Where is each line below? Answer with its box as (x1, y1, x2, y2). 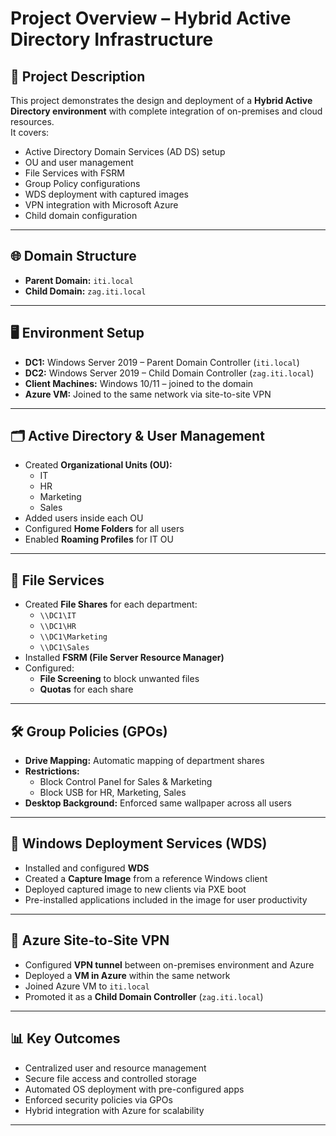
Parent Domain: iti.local (24, 274, 134, 286)
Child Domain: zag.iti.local (24, 285, 147, 297)
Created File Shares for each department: (24, 598, 198, 611)
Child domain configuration (24, 210, 138, 221)
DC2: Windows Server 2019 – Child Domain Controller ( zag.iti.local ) (24, 367, 315, 379)
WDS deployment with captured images (24, 188, 189, 200)
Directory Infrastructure (10, 28, 214, 51)
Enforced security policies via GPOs (24, 1093, 173, 1106)
